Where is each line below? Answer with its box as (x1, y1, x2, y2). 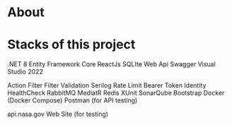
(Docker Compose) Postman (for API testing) (7, 96, 138, 105)
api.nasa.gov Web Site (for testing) (7, 110, 108, 119)
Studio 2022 (7, 68, 44, 76)
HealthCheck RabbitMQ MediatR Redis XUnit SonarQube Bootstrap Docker (7, 89, 225, 97)
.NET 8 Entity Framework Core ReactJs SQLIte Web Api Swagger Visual (7, 60, 216, 69)
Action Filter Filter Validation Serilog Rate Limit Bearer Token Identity (7, 81, 207, 90)
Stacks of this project (7, 37, 136, 53)
